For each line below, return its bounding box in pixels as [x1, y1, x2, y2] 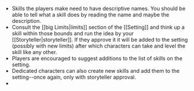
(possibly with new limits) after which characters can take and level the [11, 42, 186, 49]
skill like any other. [11, 49, 58, 55]
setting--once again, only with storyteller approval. [11, 73, 136, 80]
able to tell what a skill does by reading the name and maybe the [11, 11, 170, 18]
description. [11, 18, 42, 24]
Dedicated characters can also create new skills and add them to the [11, 68, 180, 74]
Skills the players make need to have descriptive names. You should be [11, 5, 186, 12]
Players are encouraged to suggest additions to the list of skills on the [11, 55, 183, 62]
